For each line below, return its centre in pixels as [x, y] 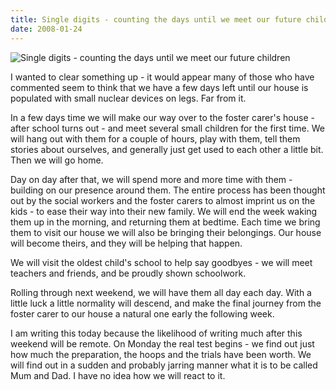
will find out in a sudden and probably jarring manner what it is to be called [164, 365]
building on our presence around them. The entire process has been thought [168, 190]
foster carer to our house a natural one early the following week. [142, 313]
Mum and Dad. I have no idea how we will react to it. [118, 375]
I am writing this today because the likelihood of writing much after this [156, 333]
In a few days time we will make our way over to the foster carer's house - [162, 117]
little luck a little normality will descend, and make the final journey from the [166, 303]
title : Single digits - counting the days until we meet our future [156, 19]
